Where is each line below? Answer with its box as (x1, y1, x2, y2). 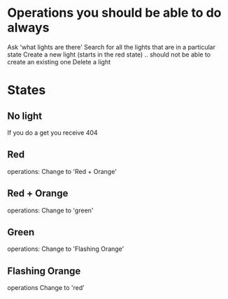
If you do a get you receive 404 (7, 128, 98, 137)
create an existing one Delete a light (7, 57, 111, 66)
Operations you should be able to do (7, 5, 222, 21)
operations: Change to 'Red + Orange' (7, 167, 117, 175)
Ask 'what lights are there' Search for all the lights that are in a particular (7, 43, 215, 51)
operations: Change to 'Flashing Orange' (7, 245, 124, 253)
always (7, 20, 50, 36)
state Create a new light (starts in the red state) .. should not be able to (7, 50, 211, 59)
